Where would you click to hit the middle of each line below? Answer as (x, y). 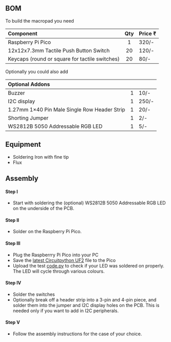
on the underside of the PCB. (43, 208)
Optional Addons (29, 84)
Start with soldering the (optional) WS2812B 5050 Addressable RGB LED (89, 203)
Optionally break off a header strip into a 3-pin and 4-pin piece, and (84, 299)
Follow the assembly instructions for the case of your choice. (77, 334)
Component (23, 33)
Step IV (13, 283)
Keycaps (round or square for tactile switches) (64, 59)
